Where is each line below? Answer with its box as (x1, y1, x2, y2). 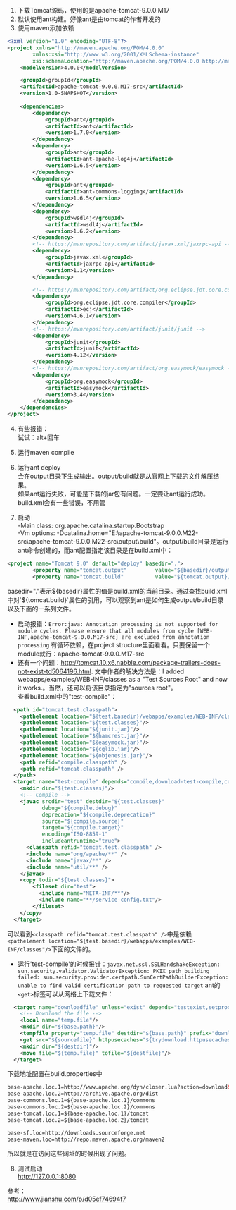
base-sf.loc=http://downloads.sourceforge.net (7, 1129, 146, 1137)
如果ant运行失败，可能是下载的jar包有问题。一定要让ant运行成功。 (17, 489, 209, 498)
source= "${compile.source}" (41, 817, 124, 825)
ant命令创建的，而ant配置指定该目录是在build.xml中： (17, 546, 173, 554)
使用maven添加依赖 (17, 24, 74, 32)
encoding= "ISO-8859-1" (41, 831, 109, 838)
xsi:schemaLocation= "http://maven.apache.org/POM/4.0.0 (32, 57, 199, 65)
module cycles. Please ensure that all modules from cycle (17, 627, 195, 635)
